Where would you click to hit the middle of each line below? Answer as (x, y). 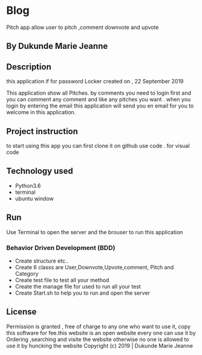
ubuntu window (34, 198)
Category (27, 273)
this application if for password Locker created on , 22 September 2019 (95, 82)
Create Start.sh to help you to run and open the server (82, 293)
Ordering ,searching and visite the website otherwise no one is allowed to (98, 339)
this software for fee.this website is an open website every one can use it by (101, 333)
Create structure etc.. (41, 261)
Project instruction (42, 131)
